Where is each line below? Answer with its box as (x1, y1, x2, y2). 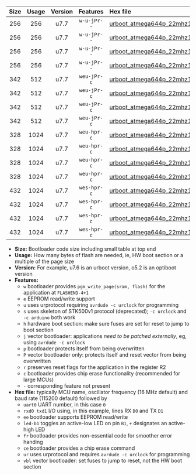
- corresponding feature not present (23, 382, 111, 389)
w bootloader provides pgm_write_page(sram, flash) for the (23, 283, 166, 289)
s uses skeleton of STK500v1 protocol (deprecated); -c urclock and (23, 307, 187, 315)
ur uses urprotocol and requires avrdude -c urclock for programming (23, 451, 190, 457)
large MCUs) (23, 376, 54, 383)
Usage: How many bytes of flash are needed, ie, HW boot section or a (14, 252, 184, 258)
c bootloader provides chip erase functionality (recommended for (23, 370, 181, 377)
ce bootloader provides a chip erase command (23, 445, 135, 452)
